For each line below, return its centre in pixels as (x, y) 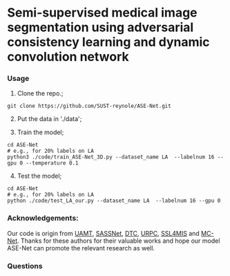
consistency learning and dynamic (108, 42)
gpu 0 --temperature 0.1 (43, 163)
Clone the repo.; (40, 93)
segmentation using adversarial (100, 27)
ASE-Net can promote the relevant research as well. (81, 248)
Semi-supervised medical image (103, 13)
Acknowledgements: (43, 218)
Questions (25, 266)
